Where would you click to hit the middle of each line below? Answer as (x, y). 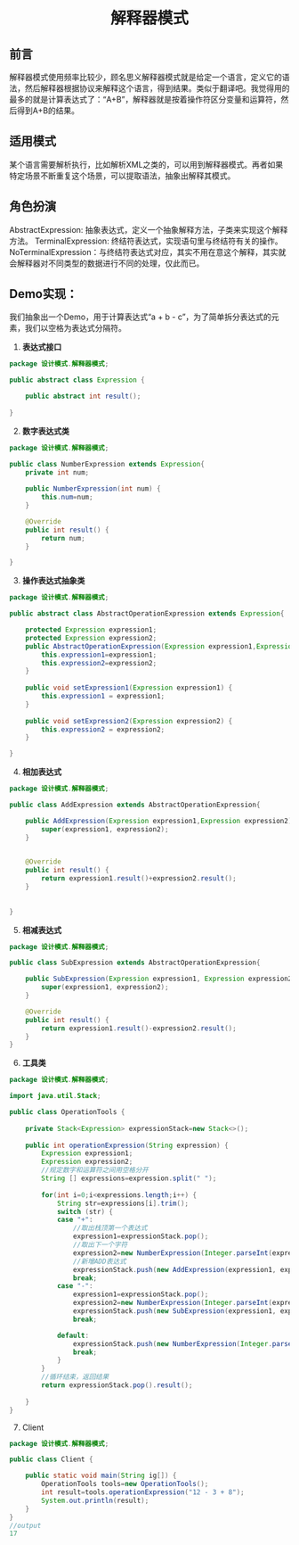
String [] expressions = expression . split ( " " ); (129, 1178)
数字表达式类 (45, 431)
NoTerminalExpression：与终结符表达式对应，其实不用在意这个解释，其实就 (148, 252)
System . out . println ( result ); (95, 1500)
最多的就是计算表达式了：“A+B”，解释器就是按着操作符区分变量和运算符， (145, 99)
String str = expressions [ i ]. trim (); (123, 1203)
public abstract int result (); (83, 397)
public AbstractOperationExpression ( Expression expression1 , (141, 646)
